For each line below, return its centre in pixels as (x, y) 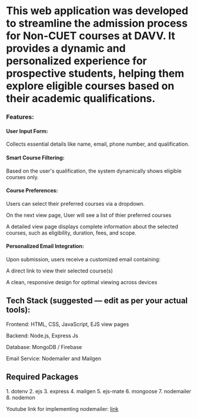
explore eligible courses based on (90, 86)
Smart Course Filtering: (35, 157)
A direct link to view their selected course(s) (60, 271)
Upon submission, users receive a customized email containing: (83, 259)
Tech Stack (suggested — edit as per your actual (97, 301)
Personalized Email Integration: (45, 246)
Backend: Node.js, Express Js (42, 335)
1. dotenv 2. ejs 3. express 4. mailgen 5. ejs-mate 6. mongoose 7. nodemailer (98, 391)
